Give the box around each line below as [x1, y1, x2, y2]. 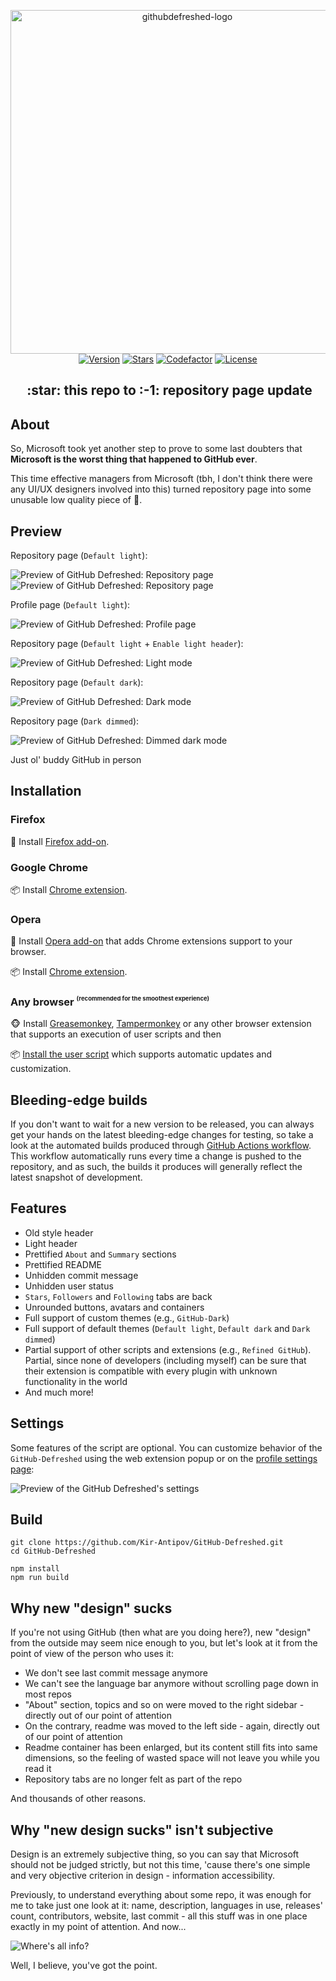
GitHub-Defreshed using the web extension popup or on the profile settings [10, 1452, 318, 1464]
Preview [10, 523, 63, 540]
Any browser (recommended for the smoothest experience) [10, 995, 210, 1009]
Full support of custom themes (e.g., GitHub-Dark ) [24, 1311, 230, 1324]
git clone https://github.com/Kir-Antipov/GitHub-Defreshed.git [10, 1538, 284, 1548]
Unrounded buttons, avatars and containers [24, 1301, 205, 1313]
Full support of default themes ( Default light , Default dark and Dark [24, 1322, 311, 1334]
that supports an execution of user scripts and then [10, 1028, 222, 1040]
